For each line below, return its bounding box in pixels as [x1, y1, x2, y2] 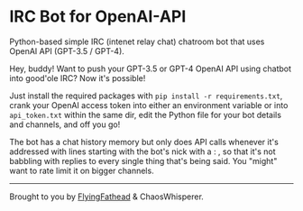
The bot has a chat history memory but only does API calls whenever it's [9, 136, 280, 147]
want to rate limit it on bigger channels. [9, 165, 155, 176]
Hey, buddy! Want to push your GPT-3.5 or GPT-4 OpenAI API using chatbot [9, 63, 291, 74]
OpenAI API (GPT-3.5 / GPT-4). [9, 45, 124, 56]
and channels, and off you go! [9, 119, 121, 130]
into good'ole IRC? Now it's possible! [9, 72, 146, 83]
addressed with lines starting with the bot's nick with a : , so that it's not [9, 146, 277, 157]
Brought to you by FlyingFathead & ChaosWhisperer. [9, 191, 205, 202]
